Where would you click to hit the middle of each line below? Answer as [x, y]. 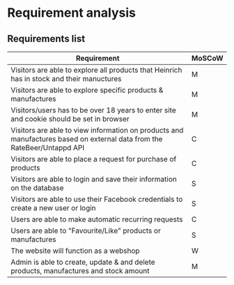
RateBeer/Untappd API [48, 148]
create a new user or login [53, 208]
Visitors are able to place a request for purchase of [94, 159]
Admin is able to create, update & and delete [83, 262]
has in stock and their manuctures [66, 79]
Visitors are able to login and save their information [94, 179]
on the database [37, 188]
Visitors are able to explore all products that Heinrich [96, 70]
